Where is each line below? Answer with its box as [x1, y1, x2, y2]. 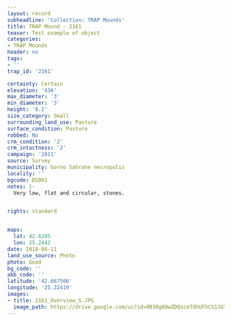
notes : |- [7, 183, 36, 190]
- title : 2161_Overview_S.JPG [7, 297, 95, 304]
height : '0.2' [7, 106, 48, 113]
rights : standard [7, 208, 57, 215]
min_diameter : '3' [7, 99, 60, 107]
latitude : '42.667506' [7, 278, 72, 285]
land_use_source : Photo [7, 252, 76, 259]
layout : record [7, 10, 51, 17]
